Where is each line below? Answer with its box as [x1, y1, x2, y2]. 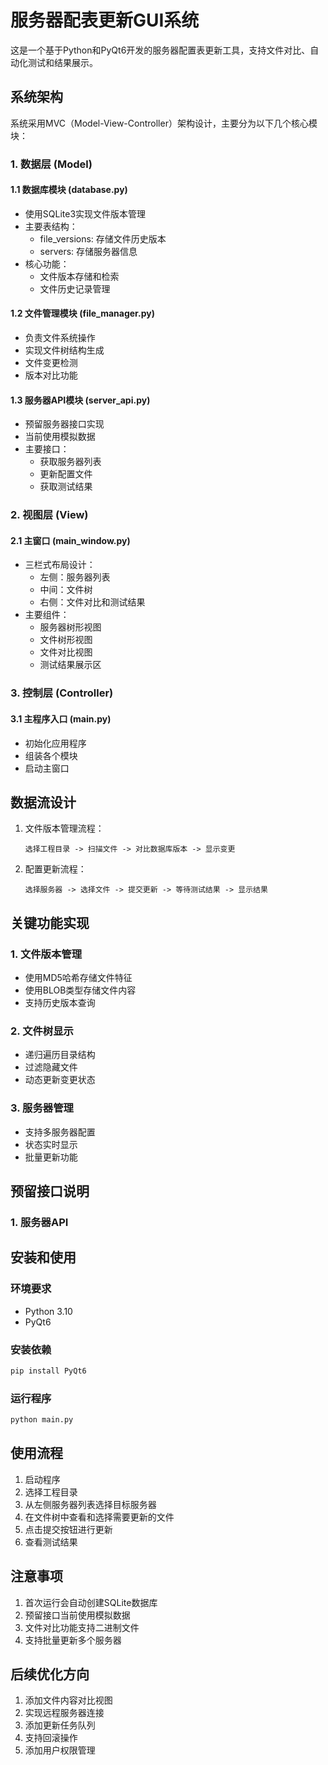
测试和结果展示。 [27, 56, 98, 68]
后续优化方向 [10, 1666, 90, 1683]
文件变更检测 [24, 357, 78, 369]
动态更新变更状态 [24, 1074, 96, 1086]
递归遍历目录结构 [24, 1049, 96, 1061]
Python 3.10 [24, 1305, 73, 1317]
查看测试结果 [24, 1536, 78, 1548]
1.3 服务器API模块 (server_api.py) [10, 394, 151, 406]
